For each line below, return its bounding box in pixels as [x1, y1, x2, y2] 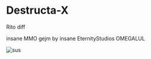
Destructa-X [6, 4, 69, 17]
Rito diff [6, 23, 26, 30]
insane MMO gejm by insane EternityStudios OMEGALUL [6, 35, 146, 42]
